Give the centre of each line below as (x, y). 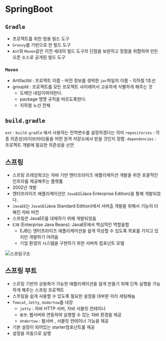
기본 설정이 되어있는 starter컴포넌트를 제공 (54, 327)
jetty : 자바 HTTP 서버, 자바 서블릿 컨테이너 (62, 308)
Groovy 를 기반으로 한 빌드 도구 (41, 45)
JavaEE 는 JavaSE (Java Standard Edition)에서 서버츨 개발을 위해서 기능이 (83, 206)
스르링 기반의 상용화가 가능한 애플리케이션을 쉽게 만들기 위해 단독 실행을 (82, 284)
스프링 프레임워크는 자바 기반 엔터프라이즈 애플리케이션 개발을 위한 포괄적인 (85, 175)
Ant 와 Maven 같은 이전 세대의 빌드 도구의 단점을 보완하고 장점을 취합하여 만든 (85, 51)
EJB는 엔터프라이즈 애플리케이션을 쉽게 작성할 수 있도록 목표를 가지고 (86, 230)
